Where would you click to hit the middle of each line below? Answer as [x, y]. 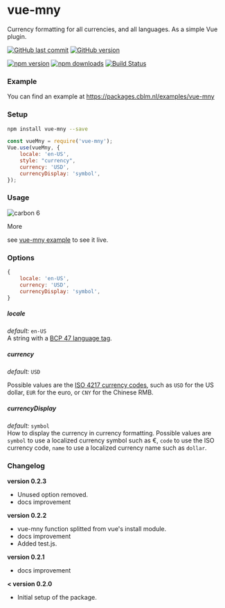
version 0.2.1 [26, 557]
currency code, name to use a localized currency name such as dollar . [107, 448]
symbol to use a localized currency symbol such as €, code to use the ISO [111, 441]
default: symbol [28, 426]
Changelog [26, 466]
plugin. [17, 36]
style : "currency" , [48, 161]
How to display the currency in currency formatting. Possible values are [109, 433]
